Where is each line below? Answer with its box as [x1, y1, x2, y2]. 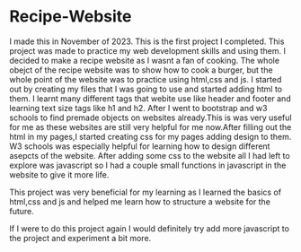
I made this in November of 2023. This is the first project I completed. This [9, 36, 285, 47]
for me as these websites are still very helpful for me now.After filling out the [9, 121, 292, 132]
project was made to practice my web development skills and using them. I [9, 45, 286, 56]
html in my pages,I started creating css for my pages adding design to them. [9, 131, 292, 142]
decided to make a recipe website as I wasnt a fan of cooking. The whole [9, 55, 280, 65]
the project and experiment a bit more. [9, 232, 152, 243]
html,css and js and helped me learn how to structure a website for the [9, 196, 271, 207]
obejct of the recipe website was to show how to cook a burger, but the [9, 65, 273, 75]
